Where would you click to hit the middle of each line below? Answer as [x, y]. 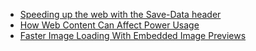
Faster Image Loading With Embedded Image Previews [133, 35]
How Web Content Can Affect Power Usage [109, 25]
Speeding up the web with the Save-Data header [120, 14]
